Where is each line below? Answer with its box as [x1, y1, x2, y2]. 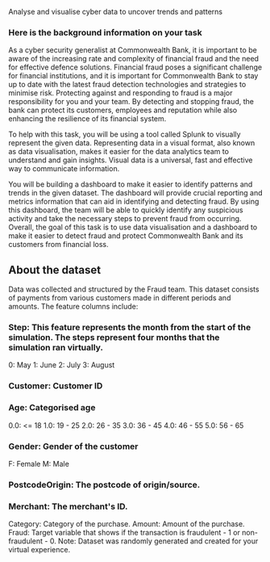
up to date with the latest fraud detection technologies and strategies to [8, 80, 247, 90]
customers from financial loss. [8, 240, 109, 250]
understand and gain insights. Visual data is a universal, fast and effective [8, 155, 253, 165]
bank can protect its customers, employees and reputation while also [8, 105, 238, 115]
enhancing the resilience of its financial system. [8, 114, 167, 124]
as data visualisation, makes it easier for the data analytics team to [8, 147, 230, 157]
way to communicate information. [8, 164, 120, 174]
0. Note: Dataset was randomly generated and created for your [49, 536, 259, 546]
